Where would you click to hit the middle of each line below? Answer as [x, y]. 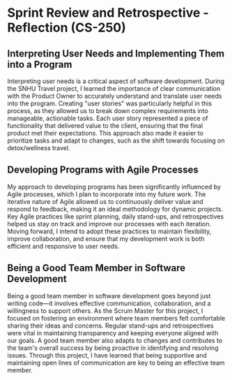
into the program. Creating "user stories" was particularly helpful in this [110, 103]
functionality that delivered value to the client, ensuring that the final [105, 126]
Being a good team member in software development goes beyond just [109, 295]
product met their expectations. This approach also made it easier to [106, 133]
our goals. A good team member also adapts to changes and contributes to [115, 340]
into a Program [40, 64]
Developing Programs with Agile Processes [103, 170]
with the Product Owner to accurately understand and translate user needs [115, 96]
